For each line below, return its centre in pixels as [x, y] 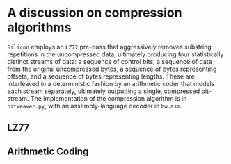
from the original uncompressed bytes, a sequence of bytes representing [112, 69]
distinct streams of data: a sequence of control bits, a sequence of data [110, 61]
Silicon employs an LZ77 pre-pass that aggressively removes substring [110, 47]
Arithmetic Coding [48, 151]
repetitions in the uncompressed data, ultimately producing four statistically [115, 54]
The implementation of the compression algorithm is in [109, 98]
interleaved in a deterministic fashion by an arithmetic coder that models [111, 83]
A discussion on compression [95, 13]
